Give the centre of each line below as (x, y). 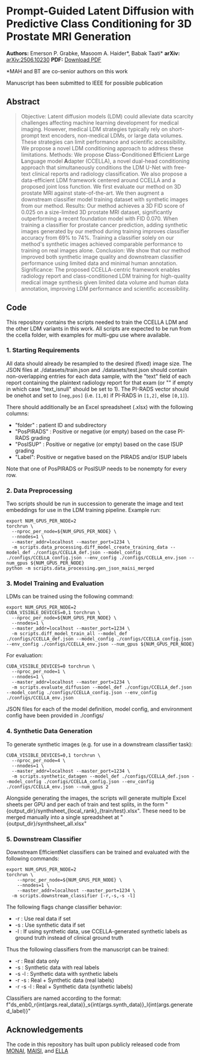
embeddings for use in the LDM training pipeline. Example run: (83, 510)
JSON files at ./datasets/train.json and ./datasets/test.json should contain (97, 370)
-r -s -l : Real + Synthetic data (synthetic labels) (74, 987)
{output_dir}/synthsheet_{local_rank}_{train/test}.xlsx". (74, 811)
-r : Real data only (37, 961)
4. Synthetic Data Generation (50, 731)
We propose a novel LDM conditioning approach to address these (102, 148)
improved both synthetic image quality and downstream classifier (102, 257)
